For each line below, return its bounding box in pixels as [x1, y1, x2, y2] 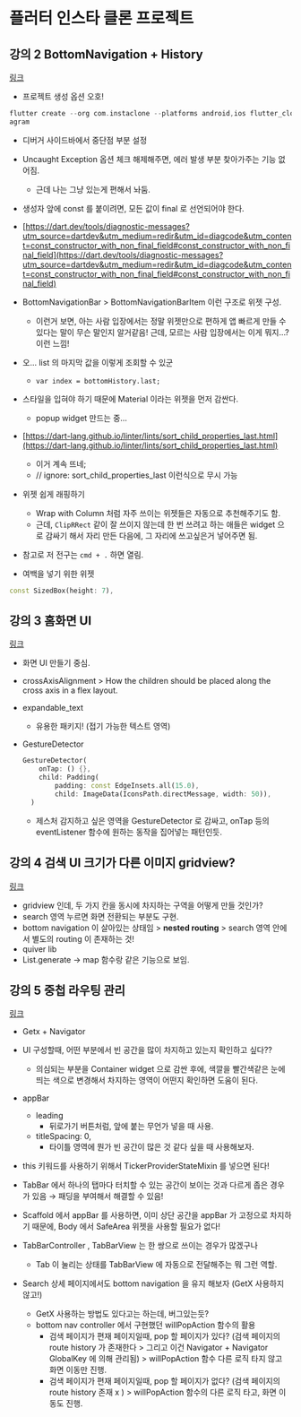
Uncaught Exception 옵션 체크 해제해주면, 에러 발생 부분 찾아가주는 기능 [21, 153, 277, 164]
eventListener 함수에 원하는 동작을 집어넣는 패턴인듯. [35, 826, 222, 837]
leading [35, 1110, 64, 1121]
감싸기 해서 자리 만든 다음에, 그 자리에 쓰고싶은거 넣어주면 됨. [45, 530, 258, 540]
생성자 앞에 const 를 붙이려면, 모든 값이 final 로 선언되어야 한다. [21, 203, 245, 213]
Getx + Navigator [21, 1026, 86, 1037]
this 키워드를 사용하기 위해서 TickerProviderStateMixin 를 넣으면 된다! [21, 1161, 271, 1171]
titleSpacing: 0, [35, 1131, 91, 1142]
